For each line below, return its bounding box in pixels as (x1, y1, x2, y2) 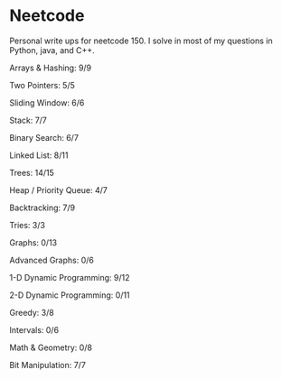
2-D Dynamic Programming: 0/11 (9, 290, 130, 300)
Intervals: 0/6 (9, 324, 60, 335)
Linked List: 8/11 (9, 150, 69, 161)
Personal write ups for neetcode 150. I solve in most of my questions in (9, 35, 273, 46)
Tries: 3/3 (9, 219, 45, 230)
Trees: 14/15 (9, 167, 54, 178)
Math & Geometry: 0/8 (9, 342, 93, 353)
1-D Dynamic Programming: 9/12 (9, 272, 130, 282)
